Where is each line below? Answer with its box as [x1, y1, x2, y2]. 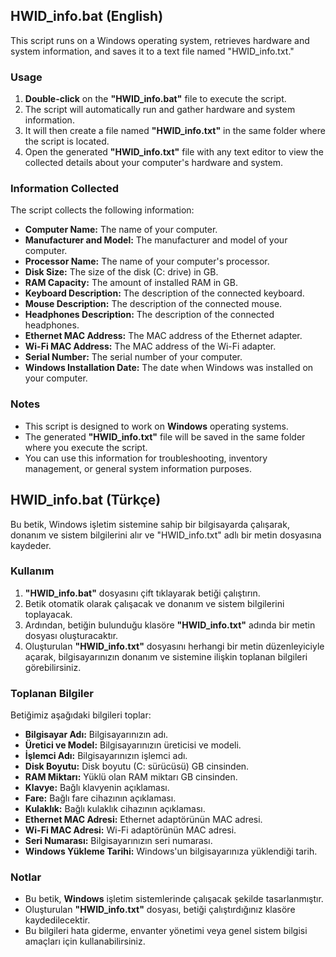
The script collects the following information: [10, 204, 195, 216]
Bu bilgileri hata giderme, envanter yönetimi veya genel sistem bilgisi [24, 925, 308, 937]
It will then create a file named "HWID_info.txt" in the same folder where [24, 125, 326, 137]
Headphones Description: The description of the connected [24, 309, 275, 321]
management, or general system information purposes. [24, 462, 253, 474]
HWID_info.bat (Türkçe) [10, 492, 162, 509]
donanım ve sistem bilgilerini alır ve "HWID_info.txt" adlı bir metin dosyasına [10, 529, 322, 541]
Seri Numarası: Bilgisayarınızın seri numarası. [24, 835, 213, 847]
